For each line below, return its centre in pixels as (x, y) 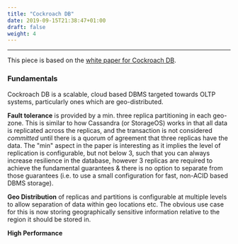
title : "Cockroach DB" (41, 14)
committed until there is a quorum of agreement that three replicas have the (118, 138)
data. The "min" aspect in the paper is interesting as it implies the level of (114, 145)
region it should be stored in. (49, 219)
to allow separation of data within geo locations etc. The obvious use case (116, 204)
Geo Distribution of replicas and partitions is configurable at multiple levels (117, 197)
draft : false (27, 27)
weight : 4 (22, 34)
